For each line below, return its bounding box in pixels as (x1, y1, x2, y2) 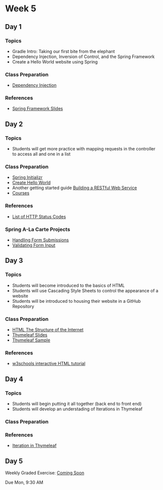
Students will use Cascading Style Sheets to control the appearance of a (12, 288, 159, 293)
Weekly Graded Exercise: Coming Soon (5, 470, 85, 476)
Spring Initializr (12, 174, 43, 180)
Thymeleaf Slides (12, 332, 47, 338)
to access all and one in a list (12, 151, 71, 157)
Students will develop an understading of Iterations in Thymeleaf (12, 406, 143, 412)
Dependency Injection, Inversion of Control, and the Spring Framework (12, 54, 155, 59)
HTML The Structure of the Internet (12, 327, 84, 333)
